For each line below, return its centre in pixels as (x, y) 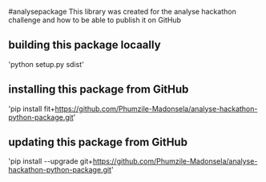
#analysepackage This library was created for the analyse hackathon (122, 12)
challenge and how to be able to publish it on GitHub (95, 20)
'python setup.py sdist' (46, 64)
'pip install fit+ (32, 109)
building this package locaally (85, 45)
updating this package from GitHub (98, 142)
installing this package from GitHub (99, 90)
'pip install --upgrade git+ (51, 161)
